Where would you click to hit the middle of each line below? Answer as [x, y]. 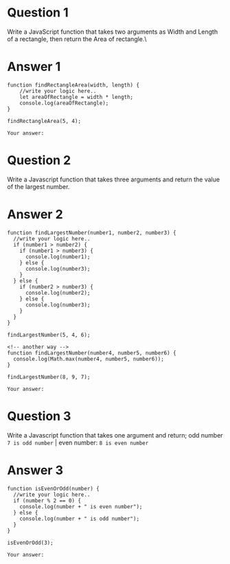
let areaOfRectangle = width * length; [77, 97]
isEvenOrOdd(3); [30, 543]
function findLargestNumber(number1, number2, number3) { [92, 233]
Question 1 [38, 13]
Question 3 [39, 416]
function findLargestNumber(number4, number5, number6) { [92, 353]
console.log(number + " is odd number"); [79, 519]
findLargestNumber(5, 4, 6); [49, 335]
